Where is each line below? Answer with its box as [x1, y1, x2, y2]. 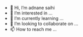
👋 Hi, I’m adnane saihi [10, 5, 55, 10]
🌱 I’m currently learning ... [10, 15, 64, 21]
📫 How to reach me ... [10, 26, 57, 32]
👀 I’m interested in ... [10, 10, 53, 16]
